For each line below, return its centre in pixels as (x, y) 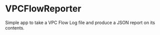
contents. (15, 27)
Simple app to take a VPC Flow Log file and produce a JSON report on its (80, 22)
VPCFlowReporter (43, 9)
